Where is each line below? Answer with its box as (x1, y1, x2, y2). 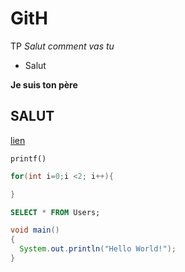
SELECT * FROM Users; (10, 207, 101, 217)
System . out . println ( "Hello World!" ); (19, 244, 177, 254)
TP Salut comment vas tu (10, 40, 115, 52)
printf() (10, 153, 47, 164)
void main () (10, 225, 60, 236)
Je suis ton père (10, 78, 78, 91)
